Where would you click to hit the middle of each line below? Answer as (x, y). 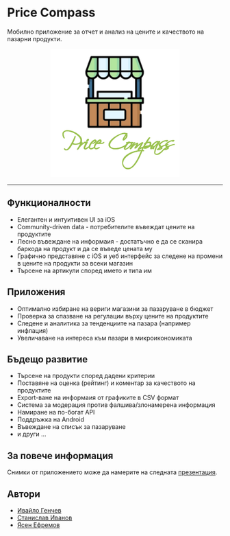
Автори (24, 494)
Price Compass (51, 13)
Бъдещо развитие (48, 359)
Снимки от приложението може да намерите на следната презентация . (112, 472)
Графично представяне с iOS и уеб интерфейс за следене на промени (120, 256)
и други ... (31, 434)
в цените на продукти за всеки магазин (75, 263)
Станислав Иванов (44, 517)
